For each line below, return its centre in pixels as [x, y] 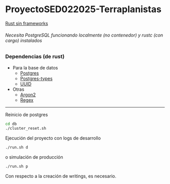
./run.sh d [17, 148]
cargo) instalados [24, 40]
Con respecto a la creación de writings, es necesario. [61, 176]
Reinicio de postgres [27, 115]
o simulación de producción [34, 157]
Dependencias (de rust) [35, 57]
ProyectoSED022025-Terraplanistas [83, 9]
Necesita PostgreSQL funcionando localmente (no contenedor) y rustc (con [84, 35]
